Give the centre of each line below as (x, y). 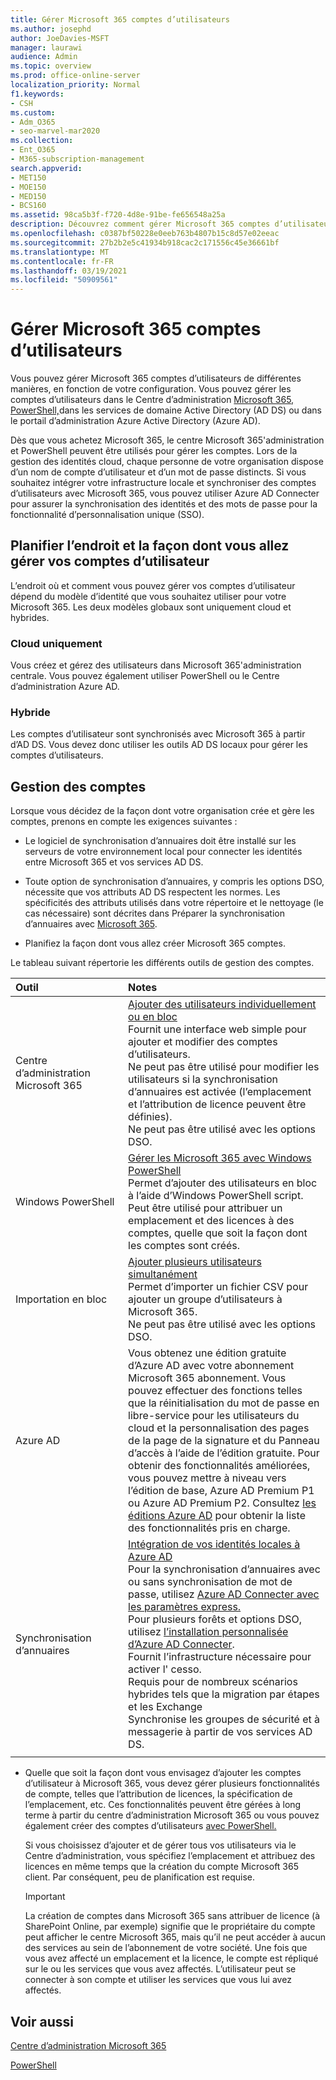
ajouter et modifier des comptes (203, 1042)
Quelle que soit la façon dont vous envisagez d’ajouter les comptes (163, 1773)
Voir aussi (42, 2021)
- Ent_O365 (33, 150)
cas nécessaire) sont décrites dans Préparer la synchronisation (154, 913)
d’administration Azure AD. (65, 687)
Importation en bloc (61, 1299)
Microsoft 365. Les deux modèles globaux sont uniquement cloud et (151, 607)
